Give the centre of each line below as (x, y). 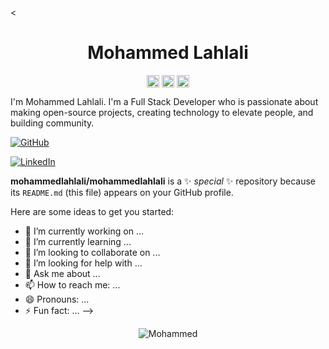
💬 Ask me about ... (62, 274)
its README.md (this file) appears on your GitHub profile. (122, 193)
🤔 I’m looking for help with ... (83, 263)
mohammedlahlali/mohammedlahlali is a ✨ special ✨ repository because (163, 181)
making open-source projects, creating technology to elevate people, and (162, 113)
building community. (52, 123)
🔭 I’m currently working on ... (84, 231)
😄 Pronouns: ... (57, 299)
